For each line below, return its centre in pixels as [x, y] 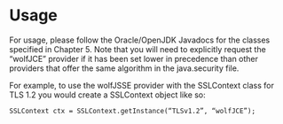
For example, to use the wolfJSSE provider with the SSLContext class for [142, 85]
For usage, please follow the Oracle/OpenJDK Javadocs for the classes [140, 40]
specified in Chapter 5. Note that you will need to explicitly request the [138, 49]
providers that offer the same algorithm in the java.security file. [124, 68]
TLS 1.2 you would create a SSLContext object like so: [107, 95]
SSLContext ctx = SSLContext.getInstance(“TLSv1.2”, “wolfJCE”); [132, 111]
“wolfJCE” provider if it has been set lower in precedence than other [134, 58]
